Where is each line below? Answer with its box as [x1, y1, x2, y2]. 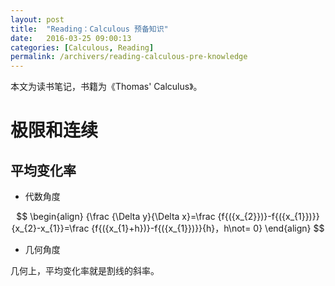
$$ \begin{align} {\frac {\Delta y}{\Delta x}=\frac [16, 211, 216, 223]
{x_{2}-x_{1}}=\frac [11, 222, 90, 235]
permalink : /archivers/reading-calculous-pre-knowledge [10, 52, 248, 62]
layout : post [10, 14, 65, 25]
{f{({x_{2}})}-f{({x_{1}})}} [217, 211, 320, 223]
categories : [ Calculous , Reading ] [10, 42, 155, 53]
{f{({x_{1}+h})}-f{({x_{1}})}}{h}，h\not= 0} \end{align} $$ [91, 222, 325, 235]
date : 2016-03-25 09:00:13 [10, 33, 132, 43]
